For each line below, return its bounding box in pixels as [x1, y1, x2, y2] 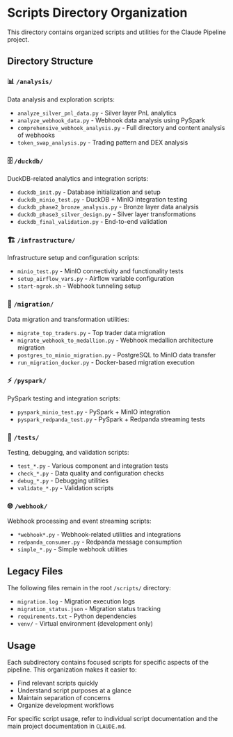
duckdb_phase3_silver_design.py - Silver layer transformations [17, 210, 196, 218]
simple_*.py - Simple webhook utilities [17, 545, 128, 553]
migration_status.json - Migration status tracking [17, 605, 161, 613]
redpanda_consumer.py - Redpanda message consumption [17, 537, 182, 546]
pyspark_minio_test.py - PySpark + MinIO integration [17, 407, 170, 416]
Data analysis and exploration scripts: [7, 95, 115, 104]
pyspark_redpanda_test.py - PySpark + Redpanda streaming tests [17, 415, 205, 423]
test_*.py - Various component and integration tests [17, 462, 169, 470]
